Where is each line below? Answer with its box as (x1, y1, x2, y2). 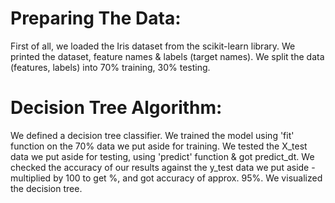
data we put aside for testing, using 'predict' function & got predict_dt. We (10, 150, 315, 162)
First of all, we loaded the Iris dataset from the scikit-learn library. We (10, 40, 296, 52)
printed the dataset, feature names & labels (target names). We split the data (10, 50, 325, 62)
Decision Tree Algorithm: (10, 97, 223, 119)
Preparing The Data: (10, 7, 182, 30)
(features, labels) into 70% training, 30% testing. (10, 61, 211, 73)
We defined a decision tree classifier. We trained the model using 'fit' (10, 129, 295, 141)
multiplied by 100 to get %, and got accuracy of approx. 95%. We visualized (10, 172, 323, 184)
